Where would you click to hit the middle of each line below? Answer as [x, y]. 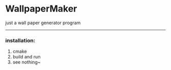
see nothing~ [26, 62]
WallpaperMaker [41, 9]
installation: [20, 40]
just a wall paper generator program [43, 23]
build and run [26, 57]
